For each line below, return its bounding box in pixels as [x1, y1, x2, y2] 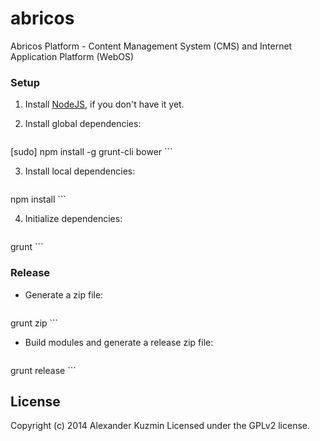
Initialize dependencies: [24, 213, 123, 225]
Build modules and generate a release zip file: [24, 336, 214, 348]
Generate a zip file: [24, 288, 104, 301]
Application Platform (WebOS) [10, 50, 135, 62]
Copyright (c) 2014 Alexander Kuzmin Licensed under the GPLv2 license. [10, 420, 311, 432]
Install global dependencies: [24, 118, 142, 130]
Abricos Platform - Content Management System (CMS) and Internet [10, 40, 293, 52]
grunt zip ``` [10, 317, 59, 329]
